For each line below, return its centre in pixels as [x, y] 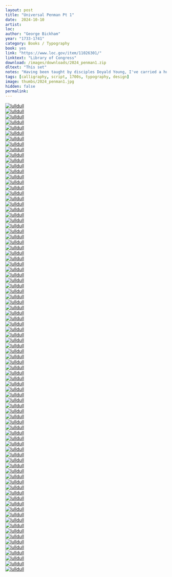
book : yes [16, 48]
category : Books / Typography [38, 44]
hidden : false [20, 86]
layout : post [19, 10]
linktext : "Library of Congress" [41, 58]
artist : [14, 24]
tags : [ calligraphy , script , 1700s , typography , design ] [67, 77]
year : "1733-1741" [25, 39]
